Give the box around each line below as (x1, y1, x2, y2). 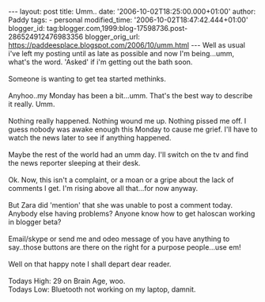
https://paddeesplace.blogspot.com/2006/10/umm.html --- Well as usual (8, 40, 245, 50)
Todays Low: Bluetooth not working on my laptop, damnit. (8, 285, 196, 294)
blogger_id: (8, 24, 45, 32)
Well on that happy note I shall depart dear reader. (8, 259, 172, 269)
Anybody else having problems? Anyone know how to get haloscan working (8, 209, 256, 218)
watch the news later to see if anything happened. (8, 133, 172, 142)
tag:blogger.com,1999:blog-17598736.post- (46, 24, 188, 32)
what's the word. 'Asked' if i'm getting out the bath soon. (8, 57, 193, 67)
